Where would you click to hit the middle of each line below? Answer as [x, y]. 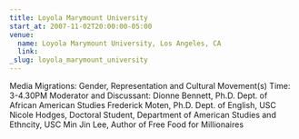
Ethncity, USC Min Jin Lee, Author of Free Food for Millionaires [126, 124]
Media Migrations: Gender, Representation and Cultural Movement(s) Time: [150, 86]
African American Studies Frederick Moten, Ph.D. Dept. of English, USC [143, 105]
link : [28, 52]
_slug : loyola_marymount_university [79, 60]
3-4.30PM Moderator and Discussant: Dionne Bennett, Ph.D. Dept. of [139, 95]
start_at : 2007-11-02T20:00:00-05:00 [81, 26]
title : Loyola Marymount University [79, 18]
